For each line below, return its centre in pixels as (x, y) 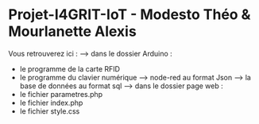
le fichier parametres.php (61, 94)
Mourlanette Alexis (72, 31)
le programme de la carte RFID (70, 68)
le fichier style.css (50, 111)
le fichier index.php (51, 103)
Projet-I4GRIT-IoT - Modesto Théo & (129, 15)
